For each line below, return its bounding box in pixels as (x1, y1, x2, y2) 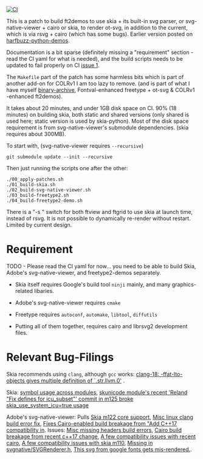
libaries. (34, 287, 55, 294)
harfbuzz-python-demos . (6, 37, 70, 44)
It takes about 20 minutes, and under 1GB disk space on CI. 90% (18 (6, 105, 177, 112)
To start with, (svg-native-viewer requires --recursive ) (6, 142, 144, 149)
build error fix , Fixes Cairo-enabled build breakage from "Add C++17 (6, 419, 177, 427)
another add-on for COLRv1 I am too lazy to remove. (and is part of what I (6, 80, 190, 87)
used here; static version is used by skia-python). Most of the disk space (6, 117, 189, 125)
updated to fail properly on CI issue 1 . (6, 61, 100, 69)
